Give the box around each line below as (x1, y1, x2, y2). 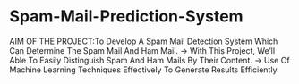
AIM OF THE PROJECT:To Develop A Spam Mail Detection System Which (9, 36, 278, 46)
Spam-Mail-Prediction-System (9, 6, 243, 27)
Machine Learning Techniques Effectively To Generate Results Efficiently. (9, 64, 279, 75)
